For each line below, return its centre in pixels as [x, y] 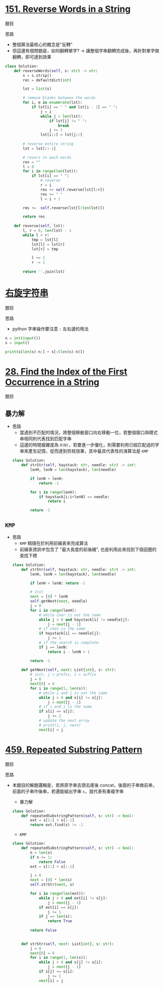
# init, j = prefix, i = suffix [63, 675]
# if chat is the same [62, 629]
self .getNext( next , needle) [59, 601]
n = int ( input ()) [23, 338]
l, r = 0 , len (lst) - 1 [47, 231]
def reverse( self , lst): [39, 226]
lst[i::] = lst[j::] [61, 135]
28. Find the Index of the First [66, 371]
